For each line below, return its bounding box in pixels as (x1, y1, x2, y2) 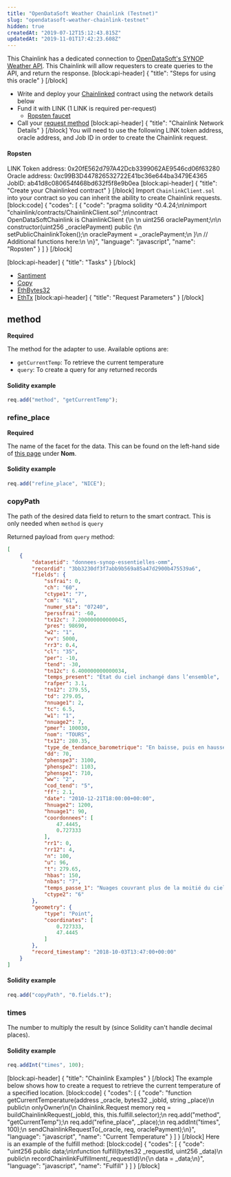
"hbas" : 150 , (43, 872, 81, 879)
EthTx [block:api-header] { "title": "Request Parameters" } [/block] (16, 294, 204, 302)
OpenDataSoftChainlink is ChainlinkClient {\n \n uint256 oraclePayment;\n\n (7, 216, 221, 224)
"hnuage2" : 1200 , (43, 802, 94, 808)
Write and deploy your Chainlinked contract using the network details (16, 90, 214, 98)
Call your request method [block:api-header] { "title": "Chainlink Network (16, 119, 224, 127)
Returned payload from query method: (7, 532, 115, 540)
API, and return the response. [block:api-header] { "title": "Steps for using (7, 69, 217, 78)
